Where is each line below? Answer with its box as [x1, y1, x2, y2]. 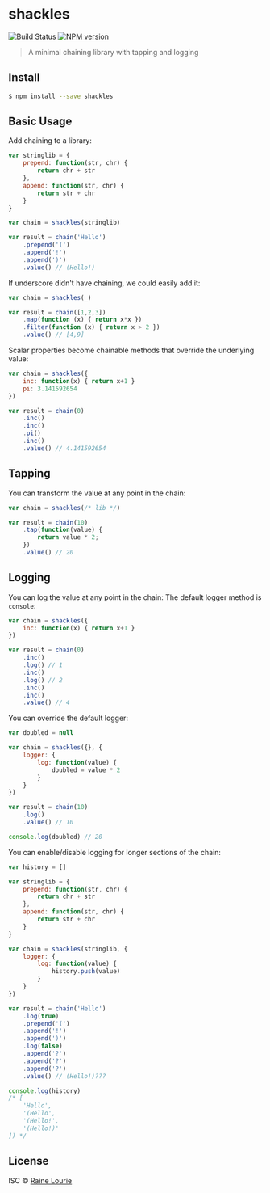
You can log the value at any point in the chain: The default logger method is [8, 592, 262, 602]
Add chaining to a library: [8, 136, 93, 145]
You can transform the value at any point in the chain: [8, 488, 186, 498]
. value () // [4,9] [23, 331, 85, 339]
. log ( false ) [23, 1042, 63, 1051]
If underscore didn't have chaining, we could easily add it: [8, 278, 201, 288]
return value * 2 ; [37, 533, 99, 542]
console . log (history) [8, 1086, 81, 1095]
